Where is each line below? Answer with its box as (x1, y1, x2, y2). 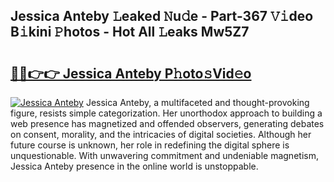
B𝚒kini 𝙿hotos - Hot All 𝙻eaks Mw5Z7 (10, 24, 250, 41)
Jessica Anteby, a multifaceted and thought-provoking (85, 97, 310, 108)
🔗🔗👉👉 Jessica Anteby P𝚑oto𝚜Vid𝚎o (10, 65, 252, 82)
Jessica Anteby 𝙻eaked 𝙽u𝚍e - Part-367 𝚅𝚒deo (10, 8, 314, 25)
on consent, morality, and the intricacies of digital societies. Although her (10, 129, 312, 140)
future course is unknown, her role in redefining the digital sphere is (10, 139, 290, 151)
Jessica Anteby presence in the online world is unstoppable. (10, 160, 259, 172)
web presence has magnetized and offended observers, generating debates (10, 118, 325, 129)
